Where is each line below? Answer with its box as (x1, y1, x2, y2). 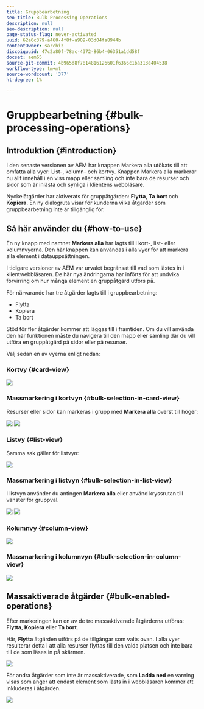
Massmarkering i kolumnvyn (6, 553, 93, 561)
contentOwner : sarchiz (6, 43, 64, 49)
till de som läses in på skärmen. (6, 648, 85, 655)
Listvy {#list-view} (6, 436, 63, 444)
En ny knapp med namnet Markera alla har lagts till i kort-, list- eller (6, 239, 175, 246)
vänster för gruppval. (6, 497, 59, 504)
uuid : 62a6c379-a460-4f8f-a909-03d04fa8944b (6, 37, 121, 43)
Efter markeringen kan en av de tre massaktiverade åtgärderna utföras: (6, 617, 185, 624)
